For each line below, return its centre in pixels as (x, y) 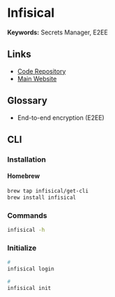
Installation (27, 159)
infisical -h (26, 230)
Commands (27, 215)
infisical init (29, 288)
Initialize (22, 248)
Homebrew (24, 176)
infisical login (31, 269)
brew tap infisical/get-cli (48, 191)
